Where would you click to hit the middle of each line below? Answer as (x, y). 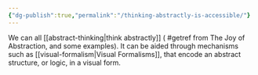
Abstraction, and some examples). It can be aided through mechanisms (124, 46)
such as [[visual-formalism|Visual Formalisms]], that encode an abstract (125, 54)
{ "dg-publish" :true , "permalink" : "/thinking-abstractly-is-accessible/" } (129, 15)
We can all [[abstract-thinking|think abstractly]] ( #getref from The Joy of (127, 37)
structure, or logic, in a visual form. (65, 62)
